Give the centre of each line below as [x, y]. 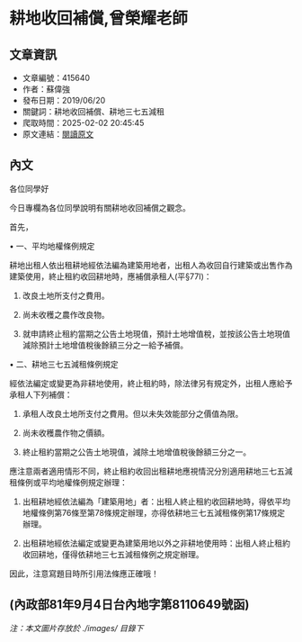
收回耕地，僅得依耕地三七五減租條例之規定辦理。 [113, 554]
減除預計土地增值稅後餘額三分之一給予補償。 [105, 345]
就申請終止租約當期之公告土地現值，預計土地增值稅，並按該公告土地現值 [156, 333]
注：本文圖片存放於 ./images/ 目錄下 [76, 628]
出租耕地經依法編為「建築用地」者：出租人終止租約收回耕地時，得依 [148, 502]
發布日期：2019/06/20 [64, 100]
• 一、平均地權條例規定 [52, 246]
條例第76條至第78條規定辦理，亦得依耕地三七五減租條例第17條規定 [162, 512]
